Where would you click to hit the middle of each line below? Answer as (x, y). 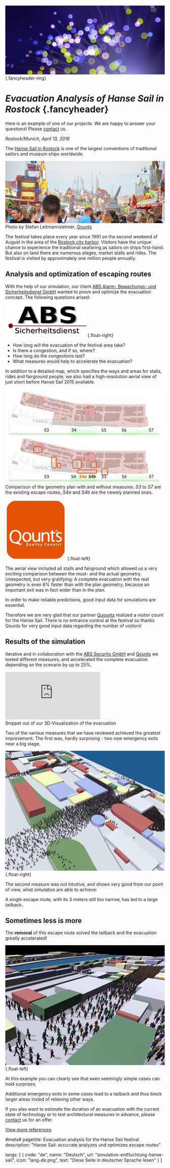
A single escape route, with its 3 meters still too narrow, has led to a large (81, 899)
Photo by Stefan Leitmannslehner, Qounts (49, 227)
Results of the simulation (45, 642)
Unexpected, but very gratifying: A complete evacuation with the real (77, 579)
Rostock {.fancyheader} (57, 109)
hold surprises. (21, 1084)
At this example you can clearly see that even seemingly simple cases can (83, 1079)
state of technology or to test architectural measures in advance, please (80, 1115)
